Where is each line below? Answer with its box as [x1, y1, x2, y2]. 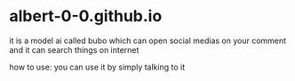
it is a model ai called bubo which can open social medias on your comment [9, 35, 287, 46]
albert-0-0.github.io [9, 6, 163, 26]
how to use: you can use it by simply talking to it [9, 62, 185, 72]
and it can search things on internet [9, 44, 140, 55]
